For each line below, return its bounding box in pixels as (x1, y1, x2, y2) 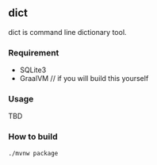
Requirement (8, 47, 59, 58)
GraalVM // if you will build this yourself (19, 74, 149, 83)
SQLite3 (19, 65, 47, 75)
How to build (8, 131, 58, 142)
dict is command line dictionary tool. (8, 27, 127, 36)
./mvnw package (8, 149, 59, 157)
